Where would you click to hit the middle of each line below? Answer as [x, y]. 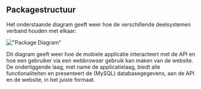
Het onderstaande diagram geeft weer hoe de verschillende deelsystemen [99, 24]
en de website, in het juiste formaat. [51, 79]
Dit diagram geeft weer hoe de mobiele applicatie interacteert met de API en [101, 54]
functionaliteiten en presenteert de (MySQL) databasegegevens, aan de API [101, 73]
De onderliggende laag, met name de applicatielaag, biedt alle [83, 67]
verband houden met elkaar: [41, 31]
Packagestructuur [41, 10]
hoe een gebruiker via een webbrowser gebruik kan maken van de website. [100, 60]
